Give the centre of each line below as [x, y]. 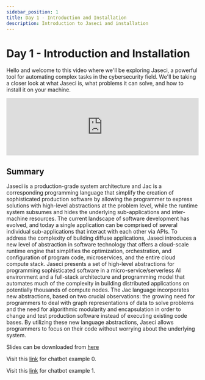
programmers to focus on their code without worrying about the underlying [101, 329]
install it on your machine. [39, 90]
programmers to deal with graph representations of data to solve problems [100, 303]
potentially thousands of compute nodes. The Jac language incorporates [98, 290]
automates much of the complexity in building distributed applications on [98, 284]
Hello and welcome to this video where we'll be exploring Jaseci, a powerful [102, 70]
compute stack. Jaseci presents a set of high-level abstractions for [91, 264]
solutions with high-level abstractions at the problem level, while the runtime [102, 206]
